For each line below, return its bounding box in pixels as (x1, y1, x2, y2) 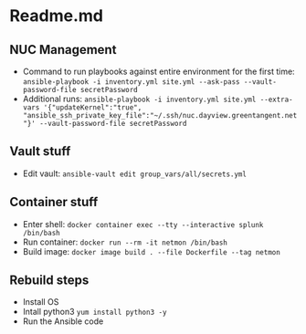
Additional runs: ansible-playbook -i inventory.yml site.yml (22, 93, 257, 104)
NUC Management (9, 42, 117, 57)
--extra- (259, 95, 294, 104)
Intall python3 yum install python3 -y (22, 307, 167, 318)
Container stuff (9, 194, 99, 210)
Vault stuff (9, 143, 71, 160)
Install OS (22, 297, 59, 308)
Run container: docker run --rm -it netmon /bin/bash (22, 236, 228, 247)
